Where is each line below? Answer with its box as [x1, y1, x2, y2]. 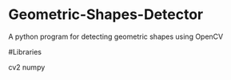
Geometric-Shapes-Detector [8, 6, 204, 24]
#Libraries [8, 47, 42, 56]
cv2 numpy [8, 62, 46, 72]
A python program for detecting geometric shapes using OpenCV [8, 32, 224, 41]
